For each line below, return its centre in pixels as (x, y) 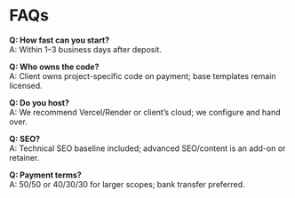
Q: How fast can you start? (60, 40)
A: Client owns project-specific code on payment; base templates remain (143, 75)
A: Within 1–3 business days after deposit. (86, 49)
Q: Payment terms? (45, 175)
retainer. (24, 157)
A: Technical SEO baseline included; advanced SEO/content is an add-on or (147, 148)
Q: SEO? (25, 139)
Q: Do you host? (39, 102)
